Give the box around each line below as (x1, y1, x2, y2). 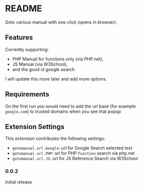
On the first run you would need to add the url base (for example (5, 103, 136, 109)
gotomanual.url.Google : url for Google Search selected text (12, 145, 133, 151)
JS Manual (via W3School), (12, 61, 68, 67)
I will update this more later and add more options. (5, 76, 107, 81)
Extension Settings (5, 122, 65, 131)
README (5, 3, 42, 14)
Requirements (5, 90, 49, 99)
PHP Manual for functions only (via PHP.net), (12, 56, 104, 62)
